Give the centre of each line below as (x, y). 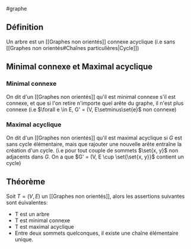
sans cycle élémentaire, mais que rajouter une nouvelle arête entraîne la (94, 144)
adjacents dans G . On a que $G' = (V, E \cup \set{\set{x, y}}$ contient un (95, 157)
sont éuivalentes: (27, 203)
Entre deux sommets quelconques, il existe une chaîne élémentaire (97, 233)
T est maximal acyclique (44, 226)
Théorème (26, 182)
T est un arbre (32, 214)
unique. (24, 239)
